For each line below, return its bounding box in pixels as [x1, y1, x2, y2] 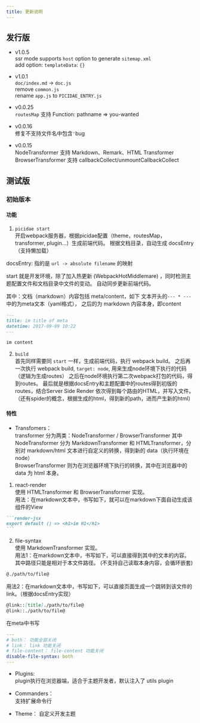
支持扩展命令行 [14, 697, 52, 704]
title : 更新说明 [6, 8, 43, 15]
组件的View [14, 503, 44, 510]
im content [6, 340, 33, 346]
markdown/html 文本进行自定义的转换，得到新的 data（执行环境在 [26, 447, 189, 454]
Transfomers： [14, 424, 52, 431]
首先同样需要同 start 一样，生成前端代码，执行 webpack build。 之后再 [14, 358, 191, 365]
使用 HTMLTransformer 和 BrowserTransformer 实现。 [14, 488, 148, 495]
